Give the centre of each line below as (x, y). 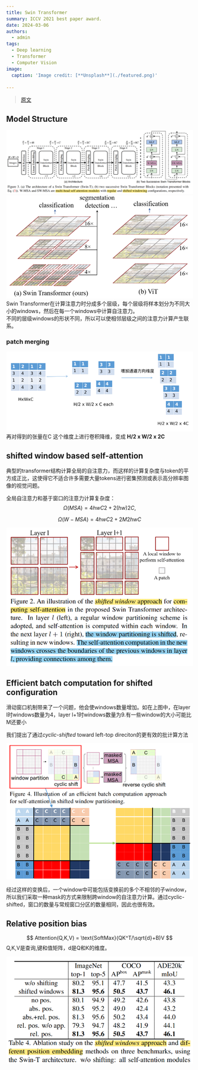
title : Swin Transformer (37, 12)
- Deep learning (31, 50)
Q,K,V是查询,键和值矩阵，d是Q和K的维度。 (58, 948)
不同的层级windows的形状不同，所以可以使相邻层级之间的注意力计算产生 (95, 318)
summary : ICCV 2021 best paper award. (54, 19)
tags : (13, 44)
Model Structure (37, 119)
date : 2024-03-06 (28, 25)
